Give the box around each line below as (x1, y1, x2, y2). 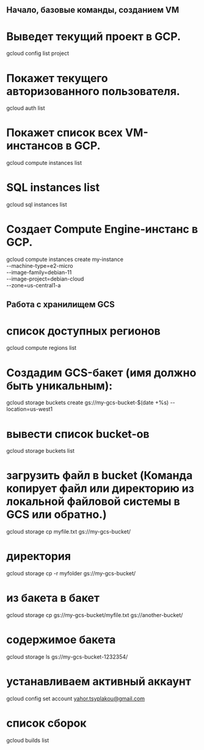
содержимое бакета (6, 633, 116, 647)
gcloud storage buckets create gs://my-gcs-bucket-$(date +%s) (6, 399, 169, 406)
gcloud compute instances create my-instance (6, 256, 124, 263)
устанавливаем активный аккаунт (6, 675, 191, 689)
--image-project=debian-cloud (6, 275, 84, 282)
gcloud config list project (6, 50, 69, 57)
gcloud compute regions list (6, 344, 77, 352)
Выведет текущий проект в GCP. (6, 29, 181, 44)
